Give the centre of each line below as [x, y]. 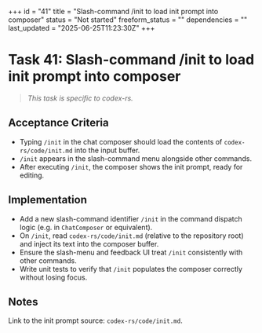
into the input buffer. [107, 150]
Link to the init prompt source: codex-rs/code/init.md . [95, 320]
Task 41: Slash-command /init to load [131, 60]
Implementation [48, 200]
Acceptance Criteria [58, 123]
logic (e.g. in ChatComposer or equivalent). [86, 227]
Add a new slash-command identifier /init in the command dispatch [131, 218]
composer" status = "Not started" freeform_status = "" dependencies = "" [128, 20]
